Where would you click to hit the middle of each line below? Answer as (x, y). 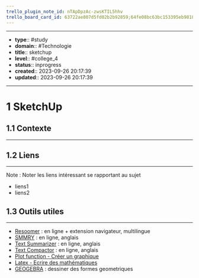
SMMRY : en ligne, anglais (46, 238)
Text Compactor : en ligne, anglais (57, 250)
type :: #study (31, 40)
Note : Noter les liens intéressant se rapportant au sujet (73, 175)
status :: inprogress (38, 64)
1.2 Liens (23, 155)
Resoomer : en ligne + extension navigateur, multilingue (82, 231)
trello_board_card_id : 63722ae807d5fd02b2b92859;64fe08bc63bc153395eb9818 (100, 17)
